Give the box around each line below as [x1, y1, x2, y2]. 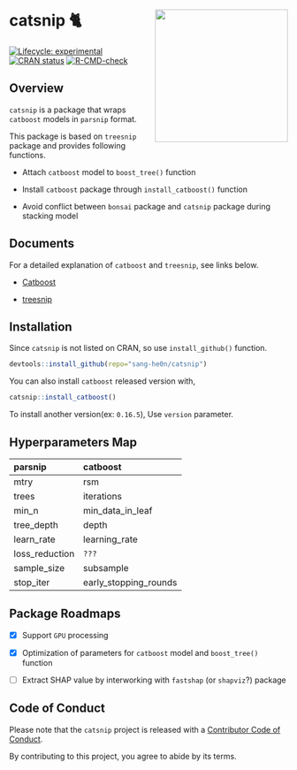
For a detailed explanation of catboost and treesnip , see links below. [9, 259, 259, 270]
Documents [9, 236, 75, 251]
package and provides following [9, 140, 126, 150]
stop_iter [13, 576, 50, 588]
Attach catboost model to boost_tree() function [21, 166, 196, 177]
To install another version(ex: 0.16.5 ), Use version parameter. [9, 409, 234, 420]
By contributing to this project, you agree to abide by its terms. [9, 751, 237, 761]
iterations [82, 490, 122, 502]
